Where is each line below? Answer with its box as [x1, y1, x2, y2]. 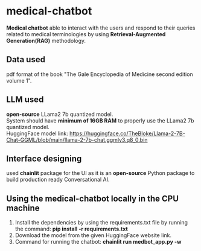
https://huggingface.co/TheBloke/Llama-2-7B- [69, 130, 185, 137]
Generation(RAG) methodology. [6, 37, 86, 44]
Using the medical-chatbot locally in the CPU [6, 193, 179, 203]
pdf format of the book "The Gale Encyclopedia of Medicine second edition [6, 71, 193, 78]
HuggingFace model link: [6, 130, 68, 137]
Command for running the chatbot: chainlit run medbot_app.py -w [14, 238, 182, 246]
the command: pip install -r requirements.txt [14, 225, 128, 233]
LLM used [6, 95, 44, 105]
